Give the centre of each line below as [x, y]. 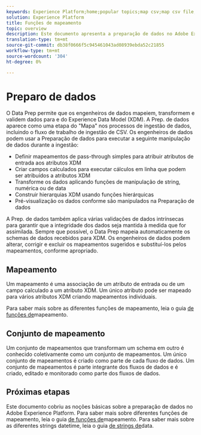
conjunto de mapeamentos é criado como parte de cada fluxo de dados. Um [100, 361]
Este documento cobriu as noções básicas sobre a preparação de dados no [100, 406]
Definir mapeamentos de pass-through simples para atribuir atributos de [104, 157]
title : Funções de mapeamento [44, 23]
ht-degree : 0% [24, 62]
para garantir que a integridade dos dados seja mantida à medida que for [96, 226]
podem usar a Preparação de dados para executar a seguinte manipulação [98, 139]
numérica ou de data [40, 188]
